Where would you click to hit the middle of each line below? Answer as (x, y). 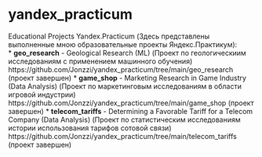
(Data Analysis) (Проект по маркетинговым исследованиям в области (125, 86)
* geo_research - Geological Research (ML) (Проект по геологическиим (127, 53)
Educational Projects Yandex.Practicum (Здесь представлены (109, 36)
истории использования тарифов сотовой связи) (90, 128)
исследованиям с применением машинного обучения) (100, 61)
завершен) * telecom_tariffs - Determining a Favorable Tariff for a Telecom (131, 111)
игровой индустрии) (42, 94)
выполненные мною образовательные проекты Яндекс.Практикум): (123, 44)
